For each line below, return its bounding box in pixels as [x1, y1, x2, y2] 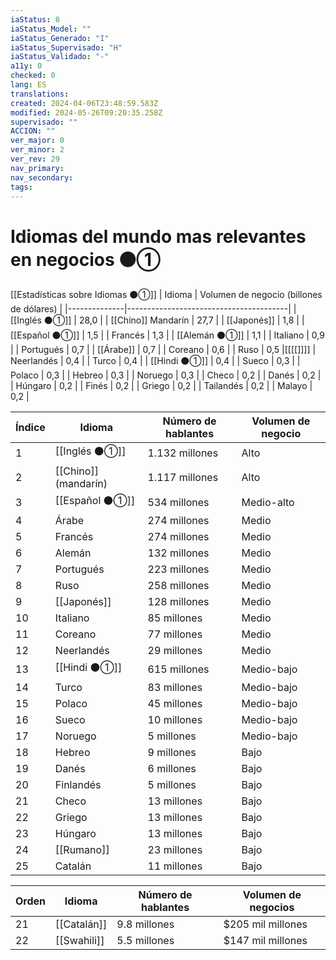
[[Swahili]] [55, 934, 105, 948]
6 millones [147, 762, 197, 776]
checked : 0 [10, 71, 56, 81]
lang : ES [10, 80, 47, 90]
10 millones [147, 713, 203, 727]
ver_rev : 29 [10, 154, 60, 164]
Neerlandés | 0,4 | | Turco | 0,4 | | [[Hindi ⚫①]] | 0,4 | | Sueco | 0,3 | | [10, 355, 301, 367]
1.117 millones [147, 471, 219, 485]
